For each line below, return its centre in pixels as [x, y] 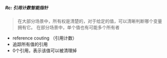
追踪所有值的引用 [30, 44]
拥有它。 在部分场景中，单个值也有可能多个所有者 [68, 27]
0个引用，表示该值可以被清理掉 [44, 50]
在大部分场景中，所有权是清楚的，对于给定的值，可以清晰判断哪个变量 [90, 21]
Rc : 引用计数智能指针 [27, 7]
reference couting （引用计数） [44, 38]
